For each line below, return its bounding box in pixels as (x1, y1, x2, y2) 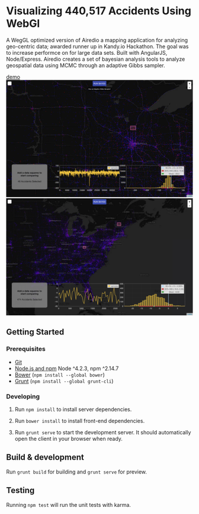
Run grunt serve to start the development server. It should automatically (14, 428, 191, 435)
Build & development (6, 452, 84, 462)
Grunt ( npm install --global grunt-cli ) (14, 377, 114, 384)
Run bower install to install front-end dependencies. (14, 417, 145, 424)
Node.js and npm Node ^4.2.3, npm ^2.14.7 (14, 365, 119, 372)
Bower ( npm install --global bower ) (14, 371, 105, 378)
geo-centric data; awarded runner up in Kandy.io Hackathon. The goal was (6, 43, 189, 50)
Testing (6, 485, 35, 496)
